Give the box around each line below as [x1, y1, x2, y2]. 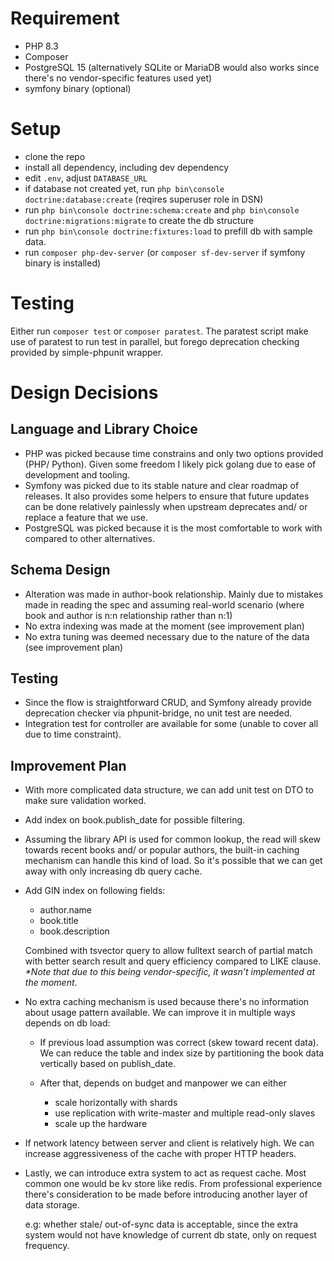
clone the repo [24, 150, 86, 162]
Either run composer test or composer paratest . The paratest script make [10, 325, 309, 337]
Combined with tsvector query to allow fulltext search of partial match [24, 945, 313, 957]
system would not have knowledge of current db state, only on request [24, 1229, 317, 1241]
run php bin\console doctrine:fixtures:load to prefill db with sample [24, 225, 313, 237]
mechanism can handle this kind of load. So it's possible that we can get [24, 855, 323, 867]
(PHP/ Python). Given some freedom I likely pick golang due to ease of [24, 458, 317, 470]
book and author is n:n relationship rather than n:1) [24, 609, 233, 621]
